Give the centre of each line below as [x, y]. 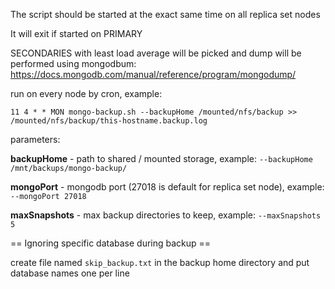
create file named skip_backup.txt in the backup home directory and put [160, 262]
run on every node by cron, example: [86, 93]
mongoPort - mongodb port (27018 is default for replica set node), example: [167, 187]
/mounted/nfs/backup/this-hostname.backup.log [109, 121]
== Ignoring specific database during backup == [111, 243]
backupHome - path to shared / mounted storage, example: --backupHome [161, 158]
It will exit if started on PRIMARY [76, 33]
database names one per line [70, 273]
